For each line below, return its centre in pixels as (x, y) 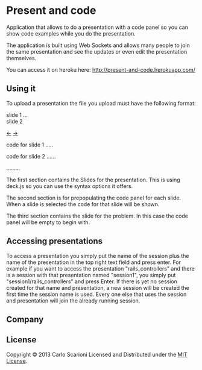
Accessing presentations (55, 241)
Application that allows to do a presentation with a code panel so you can (97, 27)
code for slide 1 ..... (30, 145)
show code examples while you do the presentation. (71, 33)
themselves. (21, 58)
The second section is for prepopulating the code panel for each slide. (94, 198)
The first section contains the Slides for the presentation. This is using (93, 180)
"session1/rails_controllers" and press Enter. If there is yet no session (92, 281)
